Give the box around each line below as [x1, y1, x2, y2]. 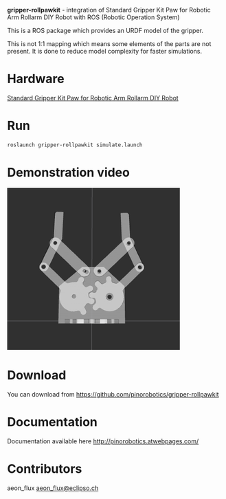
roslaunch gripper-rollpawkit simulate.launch [7, 141, 143, 148]
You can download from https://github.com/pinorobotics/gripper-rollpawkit [7, 390, 219, 398]
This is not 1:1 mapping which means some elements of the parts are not [7, 40, 212, 47]
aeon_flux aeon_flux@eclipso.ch [7, 484, 99, 492]
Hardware [7, 71, 65, 87]
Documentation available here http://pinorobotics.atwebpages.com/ [7, 436, 199, 445]
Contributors [7, 461, 82, 476]
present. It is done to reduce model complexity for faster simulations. [7, 47, 203, 55]
